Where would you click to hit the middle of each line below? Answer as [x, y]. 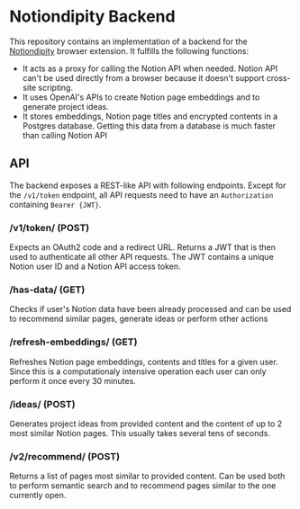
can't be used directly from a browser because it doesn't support [143, 77]
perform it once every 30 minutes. [73, 380]
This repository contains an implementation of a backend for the [128, 41]
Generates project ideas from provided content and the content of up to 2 [146, 424]
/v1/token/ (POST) [50, 228]
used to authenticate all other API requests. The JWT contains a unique [142, 257]
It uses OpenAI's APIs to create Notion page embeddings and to [141, 97]
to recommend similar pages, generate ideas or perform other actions [139, 319]
